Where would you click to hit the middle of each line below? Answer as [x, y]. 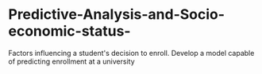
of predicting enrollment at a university [71, 61]
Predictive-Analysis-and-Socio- [116, 15]
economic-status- [69, 31]
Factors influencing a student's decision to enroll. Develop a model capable [131, 53]
